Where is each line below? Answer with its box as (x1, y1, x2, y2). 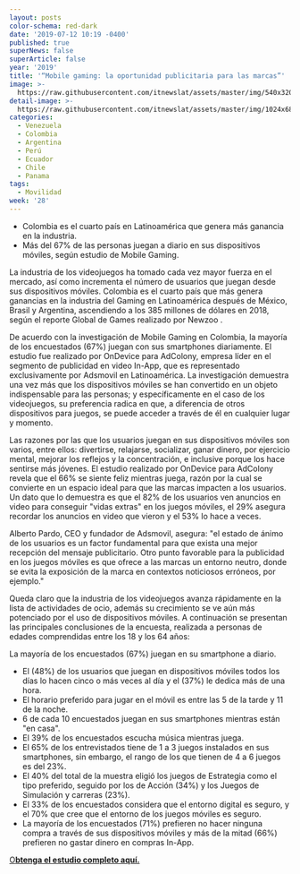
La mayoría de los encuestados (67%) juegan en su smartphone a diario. (9, 648, 277, 659)
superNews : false (9, 47, 74, 56)
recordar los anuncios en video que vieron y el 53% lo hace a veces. (9, 510, 262, 521)
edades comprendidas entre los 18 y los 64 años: (9, 630, 190, 641)
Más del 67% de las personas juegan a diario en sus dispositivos (21, 239, 261, 251)
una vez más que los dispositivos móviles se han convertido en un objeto (9, 379, 279, 390)
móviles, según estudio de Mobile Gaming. (21, 249, 179, 260)
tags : (9, 180, 29, 189)
